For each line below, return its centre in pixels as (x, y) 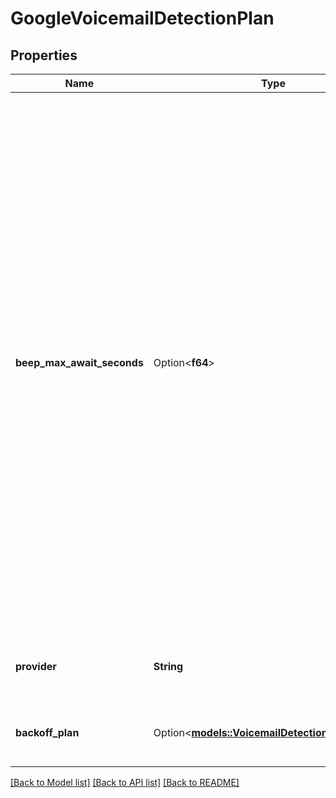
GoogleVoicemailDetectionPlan (142, 18)
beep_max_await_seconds (79, 362)
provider (36, 666)
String (168, 666)
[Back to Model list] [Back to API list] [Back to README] (125, 782)
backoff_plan (47, 732)
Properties (44, 55)
